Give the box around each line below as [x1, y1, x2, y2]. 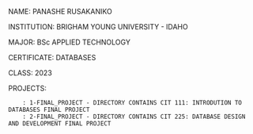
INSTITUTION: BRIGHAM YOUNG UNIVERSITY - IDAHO [8, 22, 188, 31]
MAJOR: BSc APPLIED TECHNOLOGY [8, 37, 130, 47]
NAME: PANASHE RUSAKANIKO [8, 7, 112, 16]
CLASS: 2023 [8, 68, 53, 78]
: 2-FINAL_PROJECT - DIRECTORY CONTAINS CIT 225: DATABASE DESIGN [22, 113, 246, 121]
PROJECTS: [8, 83, 47, 93]
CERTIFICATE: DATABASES [8, 53, 96, 62]
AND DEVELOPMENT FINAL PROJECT [8, 120, 111, 128]
